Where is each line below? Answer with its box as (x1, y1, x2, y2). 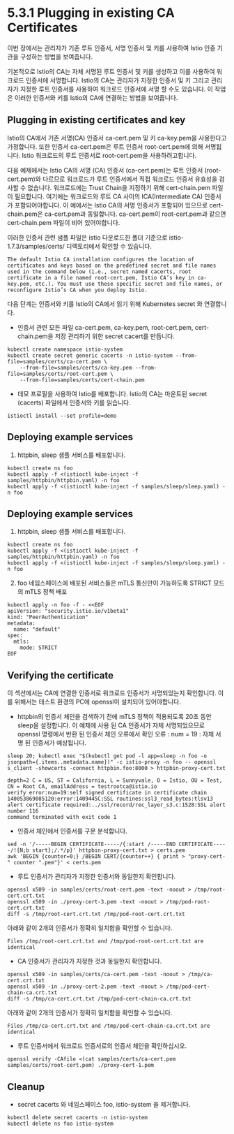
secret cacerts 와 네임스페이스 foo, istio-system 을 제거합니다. (17, 1100, 191, 1108)
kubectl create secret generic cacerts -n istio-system (7, 351, 173, 359)
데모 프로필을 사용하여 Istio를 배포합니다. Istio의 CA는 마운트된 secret (17, 389, 208, 398)
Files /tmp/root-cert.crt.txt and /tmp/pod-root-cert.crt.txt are (7, 938, 204, 945)
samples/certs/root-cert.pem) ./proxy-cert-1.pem (7, 1062, 155, 1069)
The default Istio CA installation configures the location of (7, 256, 195, 263)
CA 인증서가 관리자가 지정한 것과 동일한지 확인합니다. (17, 957, 162, 966)
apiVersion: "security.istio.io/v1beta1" (7, 608, 130, 615)
